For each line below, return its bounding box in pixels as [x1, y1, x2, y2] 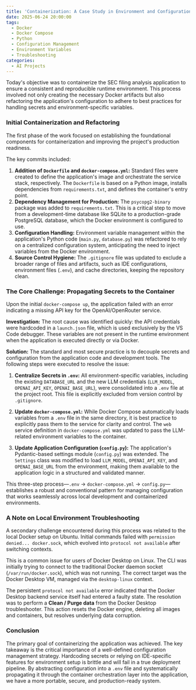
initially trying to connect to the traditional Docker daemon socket [6, 563, 163, 571]
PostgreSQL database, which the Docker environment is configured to [14, 217, 183, 224]
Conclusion [6, 627, 40, 635]
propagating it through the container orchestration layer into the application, [6, 671, 188, 678]
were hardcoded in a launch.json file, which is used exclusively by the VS [6, 324, 183, 331]
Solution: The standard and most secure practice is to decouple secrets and [6, 348, 190, 355]
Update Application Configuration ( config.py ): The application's [14, 444, 172, 451]
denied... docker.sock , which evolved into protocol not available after [6, 540, 181, 547]
